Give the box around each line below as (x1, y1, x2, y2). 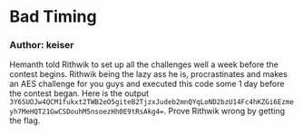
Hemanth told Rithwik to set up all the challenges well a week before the (9, 59, 279, 70)
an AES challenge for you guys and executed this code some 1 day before (9, 79, 285, 90)
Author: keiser (9, 39, 74, 52)
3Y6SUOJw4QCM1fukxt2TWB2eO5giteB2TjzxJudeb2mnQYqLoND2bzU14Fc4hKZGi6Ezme (9, 98, 295, 107)
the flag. (9, 115, 41, 126)
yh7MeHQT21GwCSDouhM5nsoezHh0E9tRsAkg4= (9, 107, 165, 117)
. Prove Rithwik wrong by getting (163, 106, 286, 117)
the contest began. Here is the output (9, 88, 150, 99)
